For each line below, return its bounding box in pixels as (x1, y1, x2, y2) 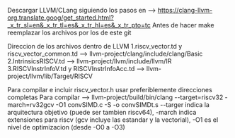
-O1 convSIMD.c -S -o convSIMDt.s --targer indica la (55, 101, 210, 108)
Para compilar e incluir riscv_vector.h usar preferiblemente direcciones (7, 86, 212, 94)
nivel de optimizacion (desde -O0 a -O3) (7, 123, 125, 131)
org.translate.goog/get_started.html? (7, 13, 115, 22)
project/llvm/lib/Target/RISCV (7, 72, 93, 80)
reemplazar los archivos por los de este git (7, 28, 132, 37)
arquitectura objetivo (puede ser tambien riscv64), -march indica (7, 108, 197, 116)
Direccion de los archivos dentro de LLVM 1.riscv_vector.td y (7, 42, 183, 50)
